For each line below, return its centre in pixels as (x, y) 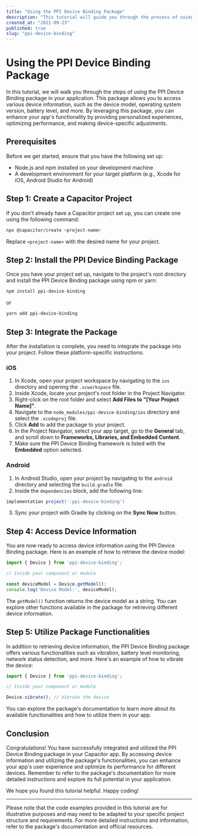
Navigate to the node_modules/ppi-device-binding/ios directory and (97, 412)
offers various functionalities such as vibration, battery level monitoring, (93, 653)
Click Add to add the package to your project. (70, 425)
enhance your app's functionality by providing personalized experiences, (95, 117)
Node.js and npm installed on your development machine (84, 167)
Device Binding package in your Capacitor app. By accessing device (89, 754)
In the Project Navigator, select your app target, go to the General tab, (100, 431)
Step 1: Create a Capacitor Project (69, 199)
